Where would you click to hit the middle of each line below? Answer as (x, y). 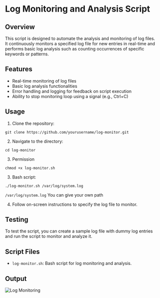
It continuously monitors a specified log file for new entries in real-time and (80, 44)
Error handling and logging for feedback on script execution (72, 91)
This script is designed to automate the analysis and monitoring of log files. (80, 38)
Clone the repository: (33, 123)
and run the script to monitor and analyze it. (49, 236)
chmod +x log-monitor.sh (30, 168)
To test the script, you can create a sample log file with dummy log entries (79, 231)
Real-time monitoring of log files (44, 81)
